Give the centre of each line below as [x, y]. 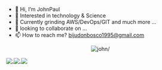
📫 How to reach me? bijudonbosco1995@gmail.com [80, 35]
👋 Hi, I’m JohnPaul [37, 9]
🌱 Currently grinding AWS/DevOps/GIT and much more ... [85, 22]
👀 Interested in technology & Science [60, 16]
